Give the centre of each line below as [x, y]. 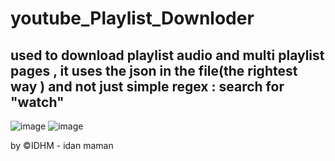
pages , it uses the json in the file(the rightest [154, 70]
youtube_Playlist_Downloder [132, 18]
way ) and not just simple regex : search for [147, 86]
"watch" [37, 102]
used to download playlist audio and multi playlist [167, 55]
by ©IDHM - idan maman [62, 145]
